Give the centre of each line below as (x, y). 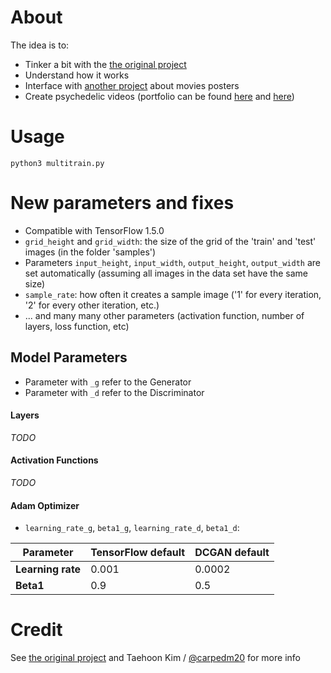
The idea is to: (40, 45)
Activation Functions (54, 460)
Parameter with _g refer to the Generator (108, 382)
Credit (36, 630)
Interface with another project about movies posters (132, 85)
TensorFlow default (138, 553)
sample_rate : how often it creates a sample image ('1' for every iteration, (173, 294)
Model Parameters (69, 357)
